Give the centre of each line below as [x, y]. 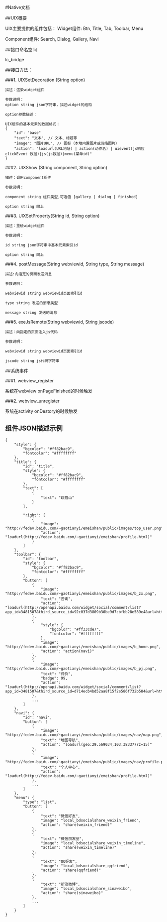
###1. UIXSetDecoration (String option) [45, 80]
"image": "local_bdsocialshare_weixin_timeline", [93, 843]
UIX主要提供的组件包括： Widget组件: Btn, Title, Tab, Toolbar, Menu [74, 28]
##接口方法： [19, 70]
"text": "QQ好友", [59, 861]
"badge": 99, [54, 678]
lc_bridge [15, 59]
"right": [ [34, 515]
